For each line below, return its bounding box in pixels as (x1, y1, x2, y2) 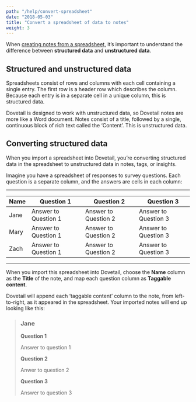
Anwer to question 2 (20, 366, 69, 374)
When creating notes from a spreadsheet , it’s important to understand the (6, 41, 183, 48)
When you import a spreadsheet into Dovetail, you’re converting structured (6, 154, 186, 161)
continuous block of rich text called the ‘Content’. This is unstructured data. (6, 122, 187, 129)
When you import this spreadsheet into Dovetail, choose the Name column (6, 268, 185, 275)
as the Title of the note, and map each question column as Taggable (6, 275, 171, 282)
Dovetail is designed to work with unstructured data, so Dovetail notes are (6, 109, 184, 117)
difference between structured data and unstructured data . (6, 47, 152, 54)
